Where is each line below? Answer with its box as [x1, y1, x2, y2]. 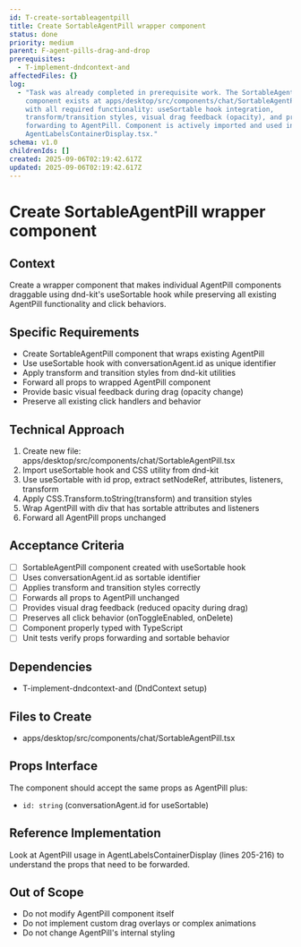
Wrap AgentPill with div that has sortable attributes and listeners [21, 503, 260, 513]
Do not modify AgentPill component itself [21, 909, 175, 919]
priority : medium [9, 38, 74, 47]
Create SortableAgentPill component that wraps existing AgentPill [21, 348, 265, 359]
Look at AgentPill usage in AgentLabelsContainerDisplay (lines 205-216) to [9, 849, 285, 860]
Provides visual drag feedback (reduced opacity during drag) [21, 602, 249, 613]
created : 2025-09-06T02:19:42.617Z [9, 154, 142, 164]
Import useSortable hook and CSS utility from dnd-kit [21, 465, 219, 475]
